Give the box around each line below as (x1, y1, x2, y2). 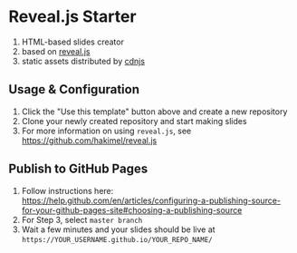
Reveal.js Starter (8, 6, 137, 27)
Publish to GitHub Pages (8, 161, 148, 177)
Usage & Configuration (8, 82, 139, 97)
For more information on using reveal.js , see (21, 125, 192, 136)
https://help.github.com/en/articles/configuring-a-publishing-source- (21, 195, 282, 206)
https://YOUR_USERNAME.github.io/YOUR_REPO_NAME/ (21, 235, 214, 244)
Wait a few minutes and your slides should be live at (21, 224, 216, 235)
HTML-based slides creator (21, 36, 124, 47)
